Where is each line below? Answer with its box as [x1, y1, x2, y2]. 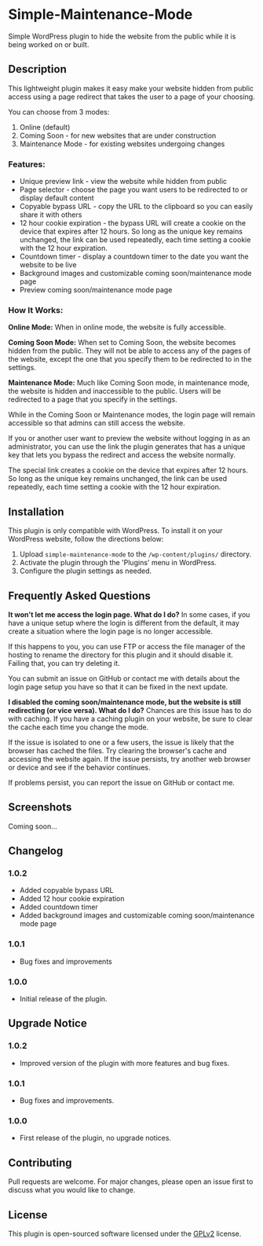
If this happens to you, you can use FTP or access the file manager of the [8, 641, 246, 651]
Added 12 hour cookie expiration [19, 894, 125, 903]
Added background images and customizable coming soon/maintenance [19, 910, 255, 921]
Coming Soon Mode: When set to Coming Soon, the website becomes [8, 338, 236, 347]
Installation [8, 505, 64, 518]
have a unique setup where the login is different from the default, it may [8, 618, 239, 627]
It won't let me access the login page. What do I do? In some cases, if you [8, 609, 250, 619]
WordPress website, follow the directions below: [8, 535, 164, 544]
